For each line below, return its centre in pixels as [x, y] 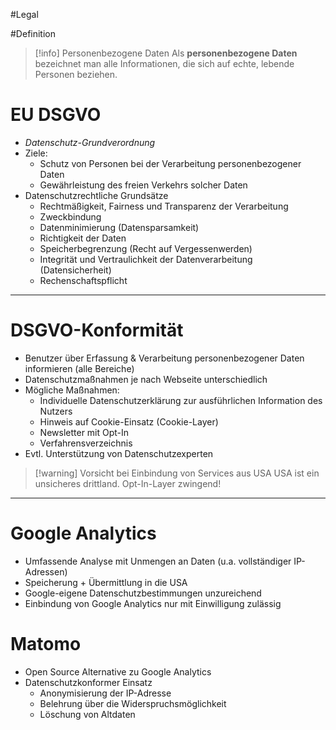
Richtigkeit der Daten [83, 238]
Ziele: [36, 153]
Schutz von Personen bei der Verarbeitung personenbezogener [170, 163]
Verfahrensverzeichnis [86, 443]
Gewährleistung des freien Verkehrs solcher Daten [143, 185]
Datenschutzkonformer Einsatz [88, 682]
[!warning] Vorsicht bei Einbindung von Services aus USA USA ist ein [177, 473]
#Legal [24, 14]
